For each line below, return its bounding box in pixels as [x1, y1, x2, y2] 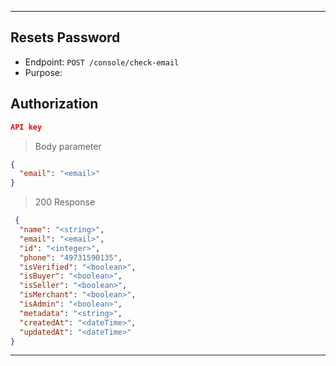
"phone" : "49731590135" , [19, 252, 123, 263]
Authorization [10, 96, 99, 113]
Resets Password [10, 29, 121, 46]
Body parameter [34, 140, 102, 152]
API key [10, 122, 43, 132]
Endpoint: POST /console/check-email [24, 56, 180, 68]
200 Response [34, 196, 96, 208]
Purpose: [24, 66, 63, 78]
